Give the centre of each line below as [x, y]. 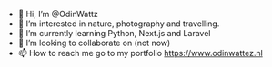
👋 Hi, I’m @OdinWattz [58, 14]
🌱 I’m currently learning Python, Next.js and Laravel [114, 33]
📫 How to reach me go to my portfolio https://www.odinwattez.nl [141, 53]
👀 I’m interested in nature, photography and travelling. [119, 24]
